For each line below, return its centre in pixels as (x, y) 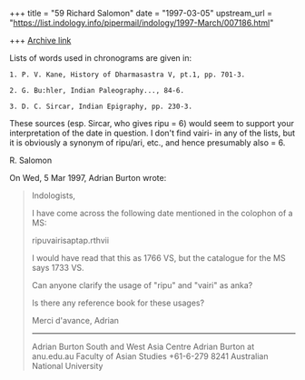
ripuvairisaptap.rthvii (70, 240)
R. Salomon (31, 160)
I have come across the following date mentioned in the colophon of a (162, 213)
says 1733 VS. (58, 268)
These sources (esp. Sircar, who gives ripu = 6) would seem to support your (152, 123)
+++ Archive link (40, 40)
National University (67, 366)
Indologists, (53, 195)
